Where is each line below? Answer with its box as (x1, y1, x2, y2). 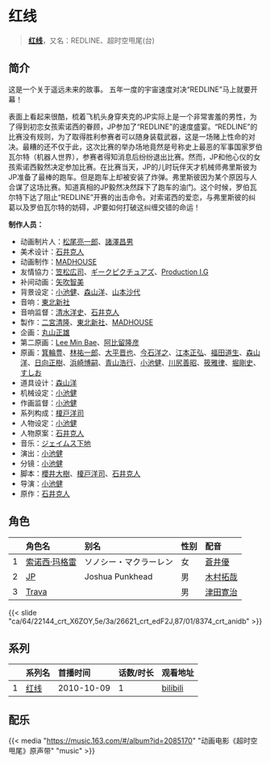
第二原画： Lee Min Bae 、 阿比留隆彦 (19, 337, 139, 347)
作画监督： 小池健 (19, 398, 77, 407)
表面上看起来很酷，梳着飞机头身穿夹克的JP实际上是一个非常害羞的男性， (8, 111, 250, 121)
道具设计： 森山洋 (19, 377, 77, 387)
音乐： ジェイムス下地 (19, 438, 91, 448)
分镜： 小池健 (19, 458, 63, 468)
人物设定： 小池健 (19, 418, 77, 427)
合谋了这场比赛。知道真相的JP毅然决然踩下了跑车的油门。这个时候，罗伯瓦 (8, 182, 257, 192)
